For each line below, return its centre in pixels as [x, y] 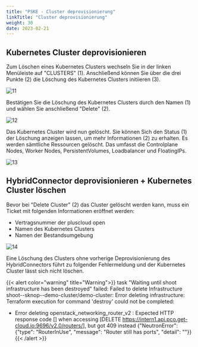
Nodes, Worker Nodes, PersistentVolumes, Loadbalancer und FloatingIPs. [96, 151]
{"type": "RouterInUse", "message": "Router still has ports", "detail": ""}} [103, 332]
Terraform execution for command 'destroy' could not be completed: [90, 301]
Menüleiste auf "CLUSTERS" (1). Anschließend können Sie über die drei [94, 73]
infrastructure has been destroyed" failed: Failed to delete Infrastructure [94, 289]
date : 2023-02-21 [28, 28]
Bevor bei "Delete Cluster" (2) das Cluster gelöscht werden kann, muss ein [98, 204]
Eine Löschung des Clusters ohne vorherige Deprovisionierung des [88, 258]
